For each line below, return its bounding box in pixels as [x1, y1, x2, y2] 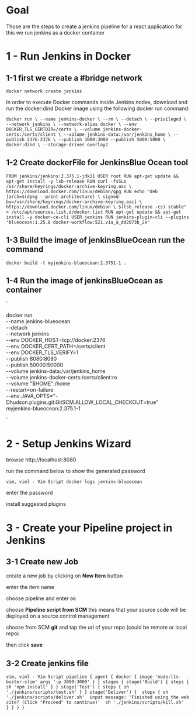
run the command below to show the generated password [6, 468, 145, 475]
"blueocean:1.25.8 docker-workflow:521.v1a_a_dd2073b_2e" [6, 219, 150, 225]
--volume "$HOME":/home [6, 380, 71, 387]
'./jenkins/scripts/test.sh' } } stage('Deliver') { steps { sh [6, 689, 168, 696]
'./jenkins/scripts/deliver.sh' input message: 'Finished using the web [6, 694, 190, 700]
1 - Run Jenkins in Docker [6, 50, 131, 63]
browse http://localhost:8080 [6, 456, 76, 463]
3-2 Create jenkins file [6, 658, 89, 668]
